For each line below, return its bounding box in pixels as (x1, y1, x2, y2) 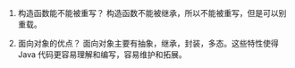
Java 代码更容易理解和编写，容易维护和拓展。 (17, 49, 188, 60)
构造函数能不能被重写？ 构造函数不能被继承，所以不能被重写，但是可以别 (17, 8, 287, 18)
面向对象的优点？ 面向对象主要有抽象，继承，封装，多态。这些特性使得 (17, 38, 279, 48)
